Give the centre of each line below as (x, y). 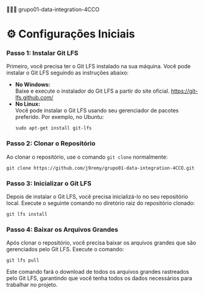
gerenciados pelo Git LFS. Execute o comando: (65, 249)
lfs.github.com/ (34, 98)
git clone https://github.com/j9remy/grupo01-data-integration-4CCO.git (100, 168)
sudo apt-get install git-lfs (54, 128)
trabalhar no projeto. (32, 285)
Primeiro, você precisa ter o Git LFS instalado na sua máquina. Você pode (98, 66)
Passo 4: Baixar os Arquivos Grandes (62, 230)
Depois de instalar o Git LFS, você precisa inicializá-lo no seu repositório (97, 197)
